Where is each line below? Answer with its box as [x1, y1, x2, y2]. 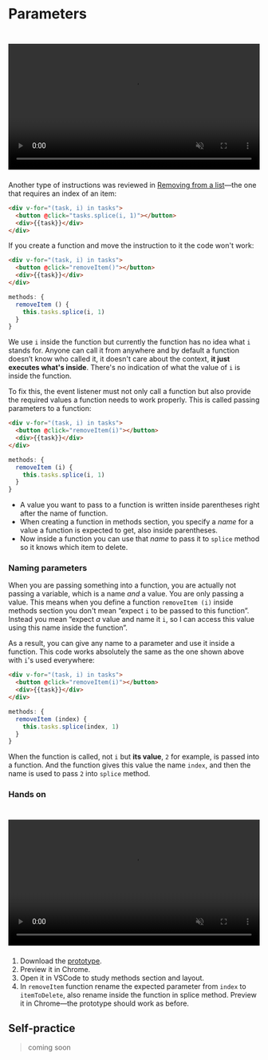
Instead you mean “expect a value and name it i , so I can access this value [8, 615, 255, 624]
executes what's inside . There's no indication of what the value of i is [8, 363, 241, 373]
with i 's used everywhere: [8, 656, 95, 665]
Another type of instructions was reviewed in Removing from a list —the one [8, 180, 257, 189]
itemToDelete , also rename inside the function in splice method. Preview [19, 990, 257, 999]
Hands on [8, 789, 46, 800]
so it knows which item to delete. [19, 543, 128, 552]
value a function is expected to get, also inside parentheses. [19, 525, 218, 536]
